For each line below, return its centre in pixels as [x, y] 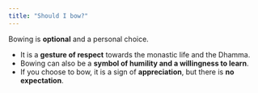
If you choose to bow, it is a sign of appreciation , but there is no [127, 72]
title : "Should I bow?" [49, 16]
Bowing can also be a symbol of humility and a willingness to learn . [134, 63]
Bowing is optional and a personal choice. [79, 39]
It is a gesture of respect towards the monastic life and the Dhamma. [135, 54]
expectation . [42, 80]
